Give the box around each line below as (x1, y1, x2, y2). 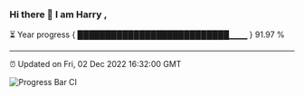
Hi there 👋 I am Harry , (9, 8, 108, 21)
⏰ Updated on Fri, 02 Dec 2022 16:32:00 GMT (9, 59, 182, 70)
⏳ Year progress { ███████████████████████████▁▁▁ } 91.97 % (9, 29, 285, 40)
